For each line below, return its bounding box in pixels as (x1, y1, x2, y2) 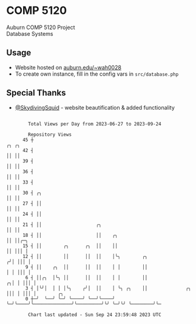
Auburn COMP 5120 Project (6, 24, 75, 31)
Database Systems (6, 30, 53, 37)
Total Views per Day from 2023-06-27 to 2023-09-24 (28, 121, 162, 127)
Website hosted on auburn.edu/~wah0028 (15, 64, 121, 71)
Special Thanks (6, 88, 66, 98)
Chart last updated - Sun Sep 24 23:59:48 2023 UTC (28, 311, 162, 318)
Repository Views (28, 131, 72, 137)
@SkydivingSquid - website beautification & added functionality (15, 104, 175, 111)
